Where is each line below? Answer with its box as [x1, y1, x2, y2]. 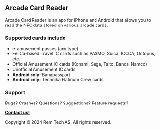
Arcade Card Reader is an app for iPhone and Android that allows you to [5, 17, 151, 23]
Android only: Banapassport [12, 72, 70, 78]
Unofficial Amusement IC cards [12, 66, 76, 73]
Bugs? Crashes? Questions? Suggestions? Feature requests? [5, 100, 128, 106]
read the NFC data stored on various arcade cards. [5, 22, 108, 28]
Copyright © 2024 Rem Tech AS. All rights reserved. [5, 119, 112, 125]
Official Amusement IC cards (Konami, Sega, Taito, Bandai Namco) [12, 61, 147, 67]
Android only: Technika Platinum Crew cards [12, 77, 104, 83]
